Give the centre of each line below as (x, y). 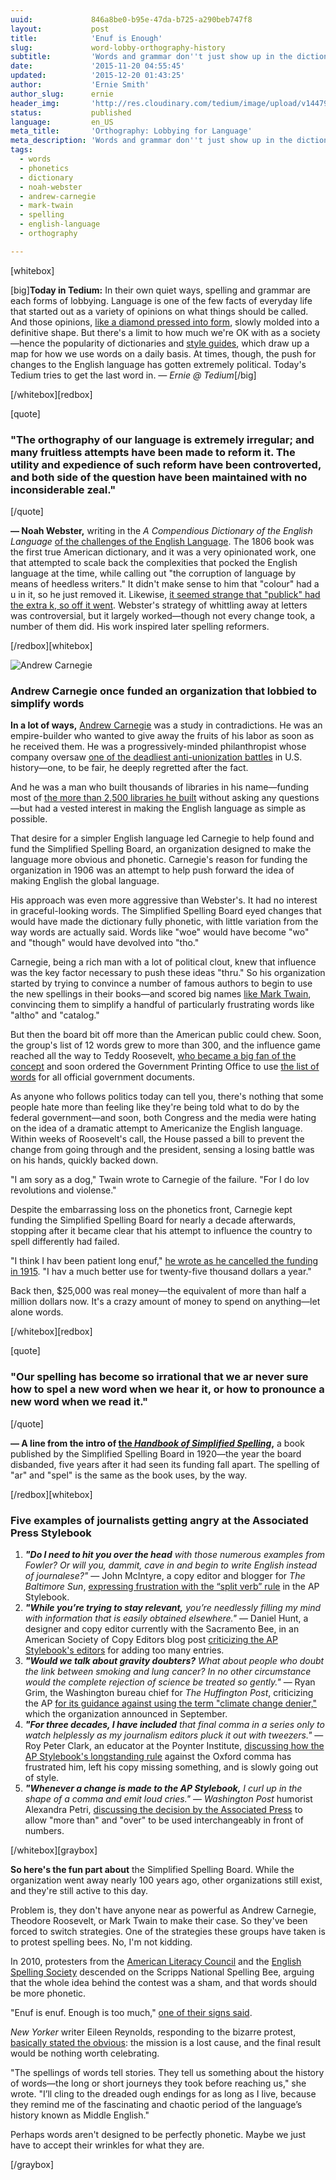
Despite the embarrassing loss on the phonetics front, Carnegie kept (151, 1210)
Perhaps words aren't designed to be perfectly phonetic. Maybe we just (158, 2134)
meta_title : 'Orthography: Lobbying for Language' (131, 131)
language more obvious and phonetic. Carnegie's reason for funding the (159, 860)
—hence (27, 343)
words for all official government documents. (102, 1077)
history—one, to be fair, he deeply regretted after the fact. (129, 768)
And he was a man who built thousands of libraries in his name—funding (159, 787)
